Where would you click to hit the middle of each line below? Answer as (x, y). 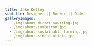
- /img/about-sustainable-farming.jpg (49, 32)
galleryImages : (20, 18)
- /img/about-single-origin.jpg (42, 36)
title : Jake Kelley (25, 9)
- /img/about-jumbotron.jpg (38, 27)
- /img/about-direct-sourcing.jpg (44, 23)
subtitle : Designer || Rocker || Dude (44, 14)
